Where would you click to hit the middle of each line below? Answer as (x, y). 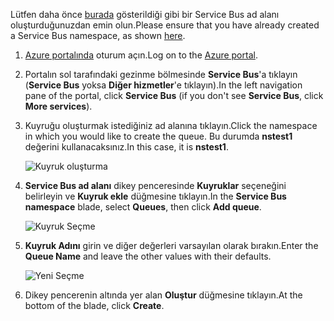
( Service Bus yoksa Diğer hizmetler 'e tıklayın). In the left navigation (163, 85)
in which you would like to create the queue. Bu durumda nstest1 (158, 136)
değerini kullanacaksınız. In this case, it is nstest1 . (126, 147)
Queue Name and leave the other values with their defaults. (148, 256)
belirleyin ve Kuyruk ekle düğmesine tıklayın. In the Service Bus (155, 196)
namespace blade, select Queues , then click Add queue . (143, 207)
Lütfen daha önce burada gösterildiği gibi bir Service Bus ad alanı (145, 14)
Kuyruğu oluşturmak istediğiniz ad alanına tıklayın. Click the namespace (171, 125)
